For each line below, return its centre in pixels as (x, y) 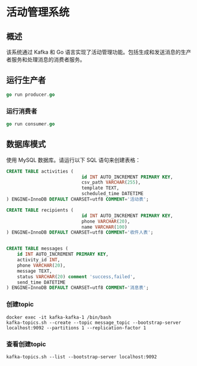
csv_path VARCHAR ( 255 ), (111, 182)
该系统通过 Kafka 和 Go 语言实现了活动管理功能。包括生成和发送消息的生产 (99, 52)
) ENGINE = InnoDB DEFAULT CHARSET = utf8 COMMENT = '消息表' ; (77, 288)
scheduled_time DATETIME (113, 194)
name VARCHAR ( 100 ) (105, 227)
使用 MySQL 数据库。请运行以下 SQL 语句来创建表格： (74, 160)
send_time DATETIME (41, 282)
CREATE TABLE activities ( (40, 171)
